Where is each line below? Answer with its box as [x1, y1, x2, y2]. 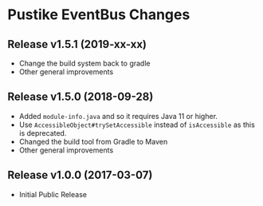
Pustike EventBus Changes [7, 6, 190, 24]
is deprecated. [18, 128, 67, 137]
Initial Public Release [18, 189, 87, 199]
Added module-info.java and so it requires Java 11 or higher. [18, 111, 218, 121]
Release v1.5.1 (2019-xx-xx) [7, 38, 147, 51]
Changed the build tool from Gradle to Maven [18, 137, 168, 146]
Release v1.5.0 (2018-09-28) [7, 90, 154, 104]
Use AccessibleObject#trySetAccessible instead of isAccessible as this [18, 120, 256, 129]
